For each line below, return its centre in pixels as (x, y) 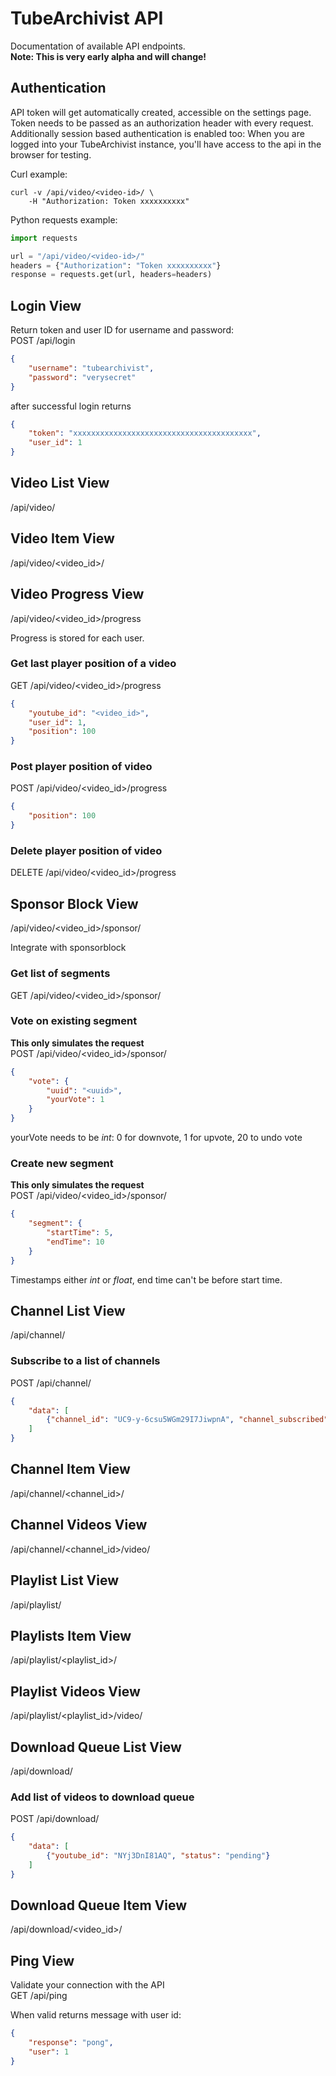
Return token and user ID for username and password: (122, 330)
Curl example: (39, 174)
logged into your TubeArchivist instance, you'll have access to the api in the (166, 144)
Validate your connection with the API (87, 1985)
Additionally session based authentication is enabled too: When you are (157, 133)
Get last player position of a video (93, 664)
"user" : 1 (49, 2052)
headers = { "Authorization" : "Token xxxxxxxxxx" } (116, 265)
